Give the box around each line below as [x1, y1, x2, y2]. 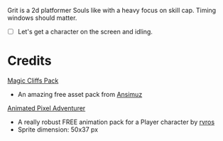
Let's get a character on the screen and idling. [17, 28, 153, 36]
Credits [7, 53, 52, 69]
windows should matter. [7, 14, 77, 22]
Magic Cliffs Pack [7, 76, 59, 85]
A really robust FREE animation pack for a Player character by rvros [17, 117, 215, 126]
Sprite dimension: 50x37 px [17, 125, 98, 134]
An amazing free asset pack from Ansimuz [17, 90, 143, 98]
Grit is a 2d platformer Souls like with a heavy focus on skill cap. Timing [7, 6, 217, 14]
